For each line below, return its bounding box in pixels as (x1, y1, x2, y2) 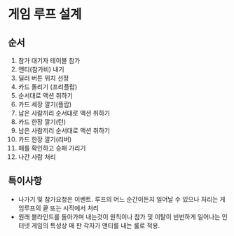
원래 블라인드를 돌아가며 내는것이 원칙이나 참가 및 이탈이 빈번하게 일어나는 (18, 212, 221, 221)
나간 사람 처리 (18, 153, 56, 161)
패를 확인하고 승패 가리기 (18, 144, 86, 152)
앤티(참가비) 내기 (18, 65, 65, 74)
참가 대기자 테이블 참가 (18, 57, 81, 64)
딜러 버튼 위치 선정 (18, 74, 69, 82)
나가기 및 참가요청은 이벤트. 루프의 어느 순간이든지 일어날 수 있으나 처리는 (18, 195, 219, 203)
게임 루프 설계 (8, 6, 82, 22)
